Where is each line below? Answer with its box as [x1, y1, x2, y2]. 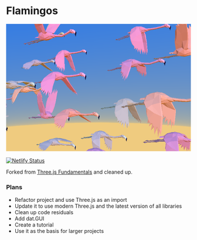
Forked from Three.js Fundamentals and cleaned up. [6, 168, 133, 175]
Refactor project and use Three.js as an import [14, 197, 127, 204]
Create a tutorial [14, 221, 54, 228]
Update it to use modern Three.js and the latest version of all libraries [14, 202, 182, 209]
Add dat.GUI [14, 215, 45, 222]
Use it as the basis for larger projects [14, 228, 104, 235]
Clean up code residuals [14, 209, 74, 216]
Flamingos [6, 4, 59, 18]
